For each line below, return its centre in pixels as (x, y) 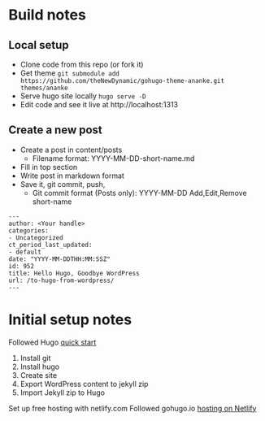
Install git (35, 358)
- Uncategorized (36, 237)
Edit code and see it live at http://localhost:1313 (99, 104)
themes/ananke (44, 88)
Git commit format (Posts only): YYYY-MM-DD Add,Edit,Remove (139, 193)
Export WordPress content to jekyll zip (84, 384)
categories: (28, 230)
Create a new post (56, 130)
